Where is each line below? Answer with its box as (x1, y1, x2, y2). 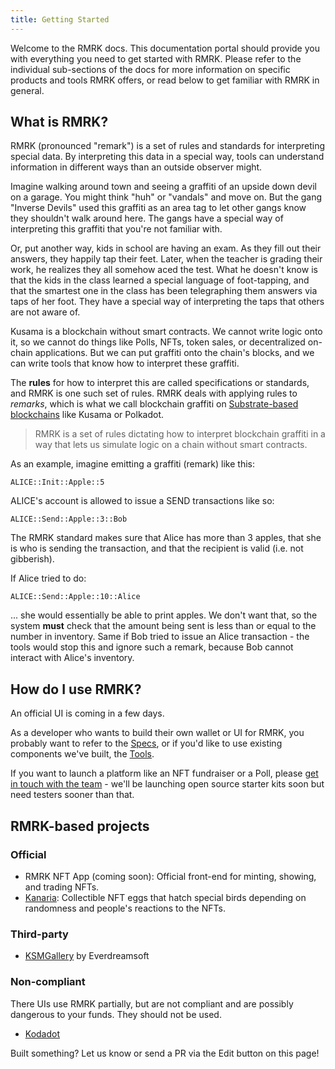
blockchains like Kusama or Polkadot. (10, 409, 165, 421)
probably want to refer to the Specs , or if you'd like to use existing (10, 737, 283, 750)
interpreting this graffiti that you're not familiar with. (10, 223, 223, 235)
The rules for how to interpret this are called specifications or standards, (10, 377, 310, 389)
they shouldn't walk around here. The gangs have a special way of (10, 212, 284, 225)
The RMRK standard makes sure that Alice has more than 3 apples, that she (10, 532, 322, 544)
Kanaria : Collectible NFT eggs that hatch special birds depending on (24, 891, 307, 903)
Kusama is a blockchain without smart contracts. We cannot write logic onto (10, 326, 323, 338)
